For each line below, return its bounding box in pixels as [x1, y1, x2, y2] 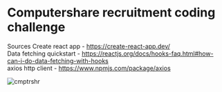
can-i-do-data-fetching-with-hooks [7, 56, 109, 65]
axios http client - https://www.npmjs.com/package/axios [7, 64, 171, 72]
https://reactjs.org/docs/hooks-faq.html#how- [82, 49, 214, 58]
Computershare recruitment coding [7, 5, 216, 21]
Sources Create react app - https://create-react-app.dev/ [7, 42, 171, 50]
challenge [7, 19, 66, 35]
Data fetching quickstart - [7, 49, 81, 58]
